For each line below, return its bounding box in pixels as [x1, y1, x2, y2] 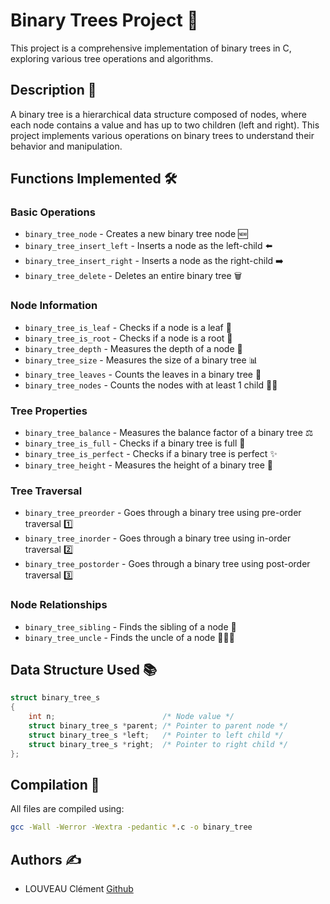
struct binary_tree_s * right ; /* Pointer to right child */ [28, 739, 288, 749]
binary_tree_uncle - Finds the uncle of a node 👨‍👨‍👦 [24, 631, 235, 643]
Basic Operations [10, 205, 96, 219]
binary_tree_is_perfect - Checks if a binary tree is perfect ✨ [24, 448, 278, 460]
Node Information [10, 299, 98, 313]
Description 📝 [10, 82, 97, 99]
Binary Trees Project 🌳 [10, 9, 199, 32]
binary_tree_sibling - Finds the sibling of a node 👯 [24, 620, 237, 633]
